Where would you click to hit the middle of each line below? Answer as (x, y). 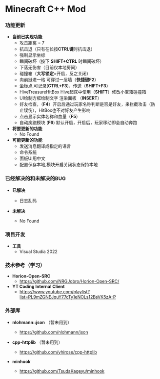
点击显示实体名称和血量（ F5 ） (50, 117)
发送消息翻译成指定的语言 (45, 146)
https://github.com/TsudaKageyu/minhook (62, 371)
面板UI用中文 (32, 158)
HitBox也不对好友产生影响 (65, 110)
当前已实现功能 (27, 37)
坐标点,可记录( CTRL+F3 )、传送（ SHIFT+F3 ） (65, 86)
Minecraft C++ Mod (46, 9)
